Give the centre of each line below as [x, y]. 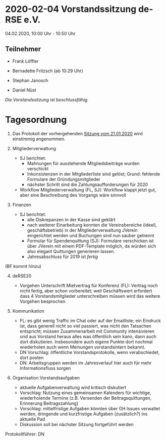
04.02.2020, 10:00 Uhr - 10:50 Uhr [40, 33]
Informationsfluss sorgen [45, 368]
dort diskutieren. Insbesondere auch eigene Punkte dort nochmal [86, 342]
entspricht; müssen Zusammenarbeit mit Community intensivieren [87, 331]
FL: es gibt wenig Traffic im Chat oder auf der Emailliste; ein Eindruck [90, 320]
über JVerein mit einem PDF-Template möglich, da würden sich [91, 246]
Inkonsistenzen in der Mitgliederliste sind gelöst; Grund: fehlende [93, 174]
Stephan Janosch [30, 80]
